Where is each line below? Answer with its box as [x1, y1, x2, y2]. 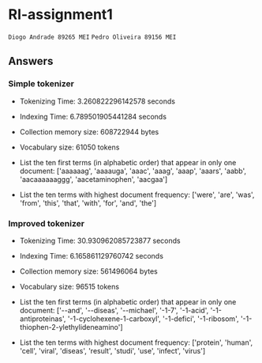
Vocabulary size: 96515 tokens [19, 282, 120, 291]
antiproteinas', [19, 314, 66, 323]
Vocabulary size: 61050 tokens [19, 142, 120, 152]
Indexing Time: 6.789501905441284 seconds [19, 112, 167, 121]
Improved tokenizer [8, 217, 85, 229]
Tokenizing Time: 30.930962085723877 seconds [19, 236, 181, 245]
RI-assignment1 [8, 6, 113, 24]
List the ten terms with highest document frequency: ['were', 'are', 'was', [19, 190, 255, 199]
